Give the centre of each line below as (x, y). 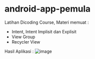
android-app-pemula (47, 9)
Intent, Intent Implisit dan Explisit (44, 31)
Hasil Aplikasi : (19, 51)
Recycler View (26, 42)
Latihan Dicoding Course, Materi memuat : (47, 22)
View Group (23, 37)
